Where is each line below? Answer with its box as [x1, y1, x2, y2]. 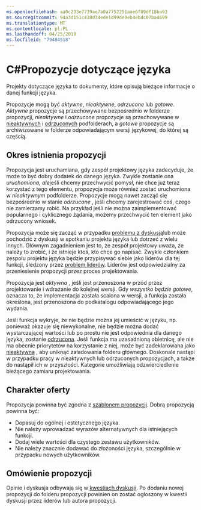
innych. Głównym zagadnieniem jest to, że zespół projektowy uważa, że [6, 241, 184, 249]
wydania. [6, 305, 29, 312]
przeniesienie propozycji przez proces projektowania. [6, 267, 139, 275]
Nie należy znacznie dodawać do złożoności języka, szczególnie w [14, 444, 181, 452]
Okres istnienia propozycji [6, 150, 106, 160]
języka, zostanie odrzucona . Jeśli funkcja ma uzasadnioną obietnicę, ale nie [6, 335, 194, 343]
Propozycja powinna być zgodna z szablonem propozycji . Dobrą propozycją [6, 401, 194, 408]
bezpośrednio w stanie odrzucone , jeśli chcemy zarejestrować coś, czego [6, 198, 191, 205]
